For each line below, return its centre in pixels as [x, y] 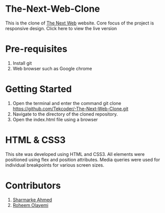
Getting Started [39, 89]
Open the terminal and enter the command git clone [67, 103]
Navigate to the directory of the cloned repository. [65, 114]
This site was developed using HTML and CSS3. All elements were [75, 154]
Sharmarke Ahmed [32, 200]
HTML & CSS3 [36, 140]
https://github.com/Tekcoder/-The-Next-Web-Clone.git [71, 109]
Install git [22, 63]
